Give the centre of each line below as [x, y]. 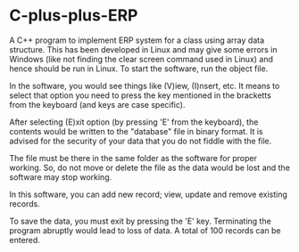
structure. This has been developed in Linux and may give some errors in [143, 49]
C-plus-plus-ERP [74, 16]
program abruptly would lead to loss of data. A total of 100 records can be [145, 230]
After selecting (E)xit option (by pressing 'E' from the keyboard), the [134, 122]
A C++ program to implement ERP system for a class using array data [137, 40]
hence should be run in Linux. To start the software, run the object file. [139, 69]
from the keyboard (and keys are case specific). [97, 104]
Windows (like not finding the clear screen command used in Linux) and [141, 59]
